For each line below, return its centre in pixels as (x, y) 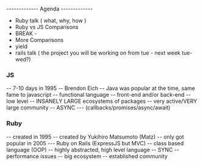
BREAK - (26, 33)
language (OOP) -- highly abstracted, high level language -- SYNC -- (93, 150)
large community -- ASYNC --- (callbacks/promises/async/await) (88, 108)
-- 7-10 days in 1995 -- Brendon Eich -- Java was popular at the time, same (101, 88)
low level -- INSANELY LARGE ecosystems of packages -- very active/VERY (102, 101)
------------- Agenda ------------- (50, 9)
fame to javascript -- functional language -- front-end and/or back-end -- (98, 95)
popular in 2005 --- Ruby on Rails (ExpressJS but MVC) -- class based (95, 143)
